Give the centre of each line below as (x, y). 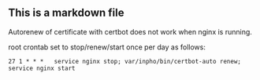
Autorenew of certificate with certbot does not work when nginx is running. (130, 31)
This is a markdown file (66, 13)
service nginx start (42, 68)
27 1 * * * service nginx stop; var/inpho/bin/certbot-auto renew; (125, 61)
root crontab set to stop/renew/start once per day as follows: (107, 47)
